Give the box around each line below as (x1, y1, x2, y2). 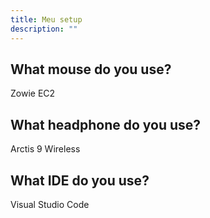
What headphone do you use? (10, 116, 202, 133)
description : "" (10, 24, 78, 34)
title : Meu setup (10, 14, 83, 25)
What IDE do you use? (10, 172, 150, 189)
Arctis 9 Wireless (10, 143, 81, 155)
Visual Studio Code (10, 198, 90, 210)
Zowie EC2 (10, 87, 56, 100)
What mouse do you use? (10, 61, 172, 78)
